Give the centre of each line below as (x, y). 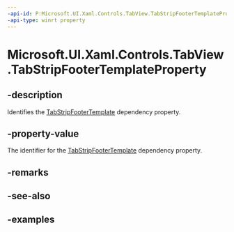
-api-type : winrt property (46, 20)
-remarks (28, 172)
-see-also (29, 196)
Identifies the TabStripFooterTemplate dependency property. (94, 111)
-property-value (43, 133)
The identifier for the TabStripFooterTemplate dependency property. (105, 150)
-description (35, 95)
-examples (31, 220)
